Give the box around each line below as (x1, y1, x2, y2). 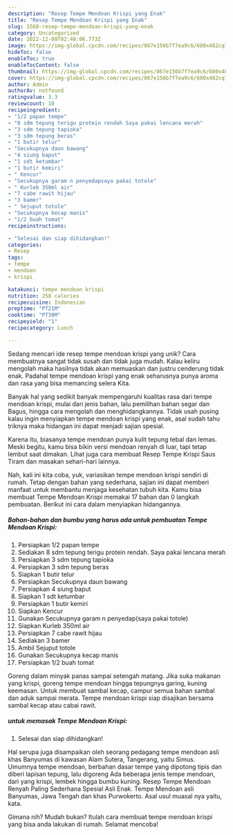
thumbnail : (8, 68, 39, 75)
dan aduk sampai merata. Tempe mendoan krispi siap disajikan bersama (8, 693, 214, 702)
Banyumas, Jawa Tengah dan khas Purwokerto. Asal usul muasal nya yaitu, (8, 791, 222, 800)
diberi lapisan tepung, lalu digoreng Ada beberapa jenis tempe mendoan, (8, 769, 216, 778)
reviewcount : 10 (8, 100, 55, 107)
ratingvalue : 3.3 (8, 94, 58, 101)
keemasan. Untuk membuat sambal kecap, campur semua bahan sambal (8, 686, 215, 695)
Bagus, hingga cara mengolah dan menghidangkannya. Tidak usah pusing (8, 407, 219, 415)
